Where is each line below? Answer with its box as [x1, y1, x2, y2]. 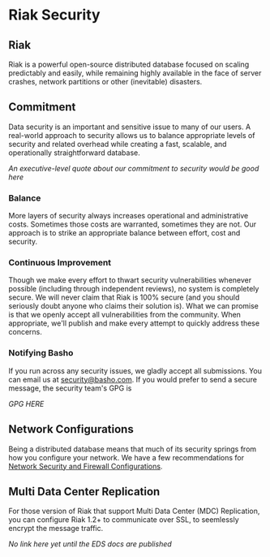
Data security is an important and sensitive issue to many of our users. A [8, 122, 251, 132]
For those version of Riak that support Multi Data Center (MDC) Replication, [8, 506, 260, 516]
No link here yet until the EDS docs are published [8, 539, 172, 549]
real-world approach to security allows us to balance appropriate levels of [8, 130, 255, 140]
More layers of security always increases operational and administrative [8, 211, 249, 221]
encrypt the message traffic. [8, 524, 104, 533]
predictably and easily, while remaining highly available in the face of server [8, 68, 262, 78]
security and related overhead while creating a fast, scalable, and [8, 139, 227, 149]
